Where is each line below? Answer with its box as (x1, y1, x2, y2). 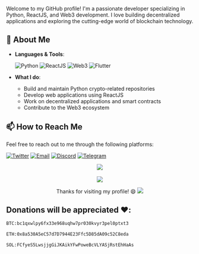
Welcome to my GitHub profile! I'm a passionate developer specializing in (6, 5, 185, 12)
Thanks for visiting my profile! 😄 (56, 188, 137, 195)
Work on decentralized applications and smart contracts (23, 97, 162, 104)
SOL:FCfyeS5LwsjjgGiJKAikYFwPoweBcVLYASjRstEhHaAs (6, 242, 134, 248)
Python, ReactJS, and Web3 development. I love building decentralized (6, 11, 180, 18)
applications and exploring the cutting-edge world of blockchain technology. (6, 18, 194, 24)
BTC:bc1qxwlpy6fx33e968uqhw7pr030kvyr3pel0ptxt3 (6, 221, 129, 227)
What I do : (14, 74, 41, 81)
